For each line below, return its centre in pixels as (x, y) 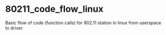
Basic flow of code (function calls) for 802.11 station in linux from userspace (83, 23)
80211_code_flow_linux (54, 9)
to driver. (14, 28)
